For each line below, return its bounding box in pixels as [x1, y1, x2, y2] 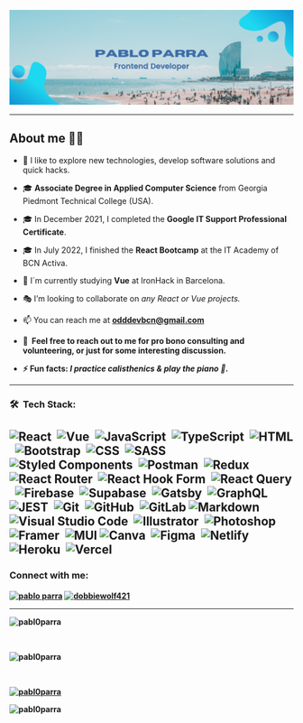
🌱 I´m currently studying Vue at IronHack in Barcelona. [22, 274, 225, 285]
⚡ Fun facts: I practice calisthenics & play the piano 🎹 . [22, 363, 229, 374]
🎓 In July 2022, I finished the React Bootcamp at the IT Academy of [22, 245, 280, 255]
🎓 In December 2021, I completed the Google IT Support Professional [22, 213, 287, 224]
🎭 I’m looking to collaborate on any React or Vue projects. [22, 292, 241, 303]
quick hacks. [22, 164, 70, 175]
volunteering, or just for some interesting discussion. [22, 345, 227, 356]
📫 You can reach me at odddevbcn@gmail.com [22, 314, 205, 325]
